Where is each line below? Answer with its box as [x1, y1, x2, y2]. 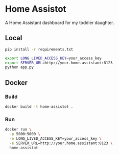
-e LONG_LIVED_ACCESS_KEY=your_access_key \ [9, 136, 102, 141]
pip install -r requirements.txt [5, 47, 73, 52]
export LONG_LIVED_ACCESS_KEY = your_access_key [5, 55, 102, 61]
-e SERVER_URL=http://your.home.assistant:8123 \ [9, 141, 113, 146]
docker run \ [5, 127, 32, 132]
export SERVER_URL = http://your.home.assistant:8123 [5, 60, 113, 65]
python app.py [5, 65, 34, 70]
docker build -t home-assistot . [5, 104, 73, 109]
